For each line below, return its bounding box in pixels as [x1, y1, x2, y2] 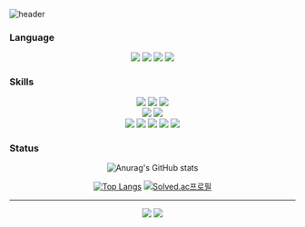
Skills [9, 75, 34, 88]
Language [9, 31, 55, 44]
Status [9, 142, 39, 154]
